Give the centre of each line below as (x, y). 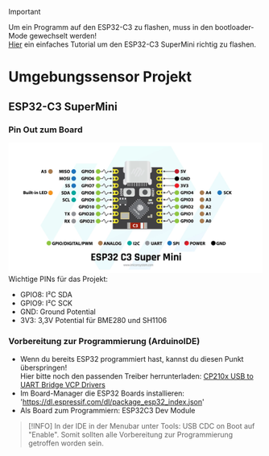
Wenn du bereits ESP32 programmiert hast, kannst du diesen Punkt (132, 359)
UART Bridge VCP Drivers (63, 384)
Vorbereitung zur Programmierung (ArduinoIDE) (104, 342)
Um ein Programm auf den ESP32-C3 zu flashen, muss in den (111, 27)
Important (25, 12)
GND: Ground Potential (58, 312)
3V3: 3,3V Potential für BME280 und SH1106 (93, 321)
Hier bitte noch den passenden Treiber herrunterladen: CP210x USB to (137, 376)
